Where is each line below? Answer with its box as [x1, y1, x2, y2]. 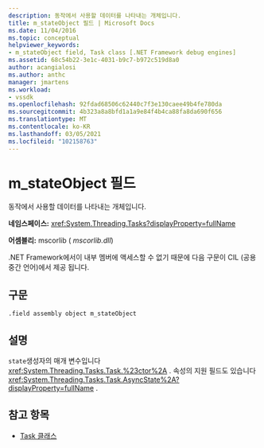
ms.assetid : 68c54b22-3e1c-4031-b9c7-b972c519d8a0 [8, 56, 180, 64]
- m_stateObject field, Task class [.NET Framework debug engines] [8, 49, 237, 56]
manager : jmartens [8, 78, 69, 86]
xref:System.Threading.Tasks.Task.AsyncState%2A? [8, 375, 181, 384]
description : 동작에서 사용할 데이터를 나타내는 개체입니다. [8, 11, 181, 20]
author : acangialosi [8, 64, 77, 72]
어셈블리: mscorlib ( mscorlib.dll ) [8, 236, 114, 245]
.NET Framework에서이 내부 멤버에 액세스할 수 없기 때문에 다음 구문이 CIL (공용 [8, 252, 257, 263]
